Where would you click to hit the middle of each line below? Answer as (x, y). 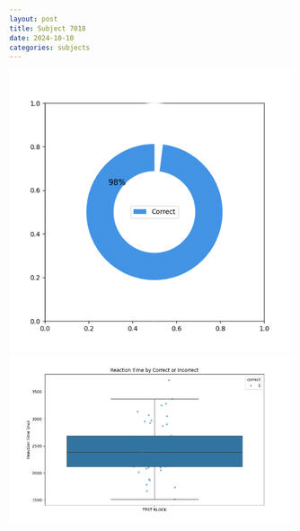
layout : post (34, 19)
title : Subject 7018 (48, 28)
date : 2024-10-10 (42, 38)
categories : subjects (50, 48)
